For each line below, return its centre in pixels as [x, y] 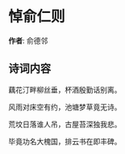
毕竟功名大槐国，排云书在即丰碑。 [65, 141]
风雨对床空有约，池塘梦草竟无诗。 [65, 107]
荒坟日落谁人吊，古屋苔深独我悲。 [65, 124]
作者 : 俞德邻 [28, 41]
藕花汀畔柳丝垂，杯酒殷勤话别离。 [65, 89]
